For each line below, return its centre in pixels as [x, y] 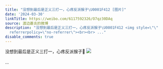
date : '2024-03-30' [25, 14]
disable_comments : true [29, 37]
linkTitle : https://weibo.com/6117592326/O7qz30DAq [59, 19]
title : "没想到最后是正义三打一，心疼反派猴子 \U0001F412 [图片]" [66, 10]
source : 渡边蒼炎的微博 [27, 23]
